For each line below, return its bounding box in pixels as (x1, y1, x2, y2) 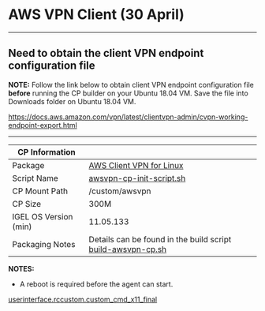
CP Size (12, 198, 42, 209)
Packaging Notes (12, 238, 76, 249)
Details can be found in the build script (88, 234, 232, 245)
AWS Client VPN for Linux (88, 159, 184, 170)
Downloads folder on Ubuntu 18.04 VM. (8, 96, 136, 106)
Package (12, 159, 45, 170)
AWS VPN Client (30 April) (8, 6, 185, 24)
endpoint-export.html (8, 120, 77, 129)
